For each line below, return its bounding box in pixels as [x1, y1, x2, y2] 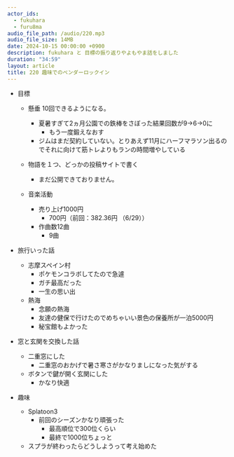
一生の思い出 [38, 287, 76, 295]
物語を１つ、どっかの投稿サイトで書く [27, 160, 139, 168]
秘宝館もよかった [38, 322, 88, 330]
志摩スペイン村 [27, 261, 71, 269]
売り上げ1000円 [38, 205, 84, 213]
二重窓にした [27, 352, 65, 360]
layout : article [7, 62, 55, 69]
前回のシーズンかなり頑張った [38, 415, 125, 424]
